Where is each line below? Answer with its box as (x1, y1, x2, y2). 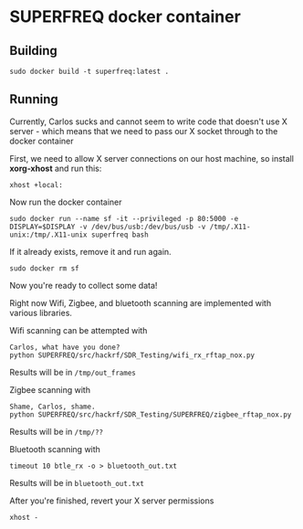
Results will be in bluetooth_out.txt (9, 477, 144, 488)
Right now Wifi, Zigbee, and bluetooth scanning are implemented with (9, 297, 272, 308)
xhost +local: (9, 180, 64, 189)
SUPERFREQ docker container (9, 6, 242, 27)
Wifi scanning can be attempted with (9, 324, 148, 335)
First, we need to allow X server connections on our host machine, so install (9, 153, 295, 164)
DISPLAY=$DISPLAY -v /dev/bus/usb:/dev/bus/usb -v (9, 222, 206, 231)
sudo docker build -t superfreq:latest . (9, 67, 170, 76)
